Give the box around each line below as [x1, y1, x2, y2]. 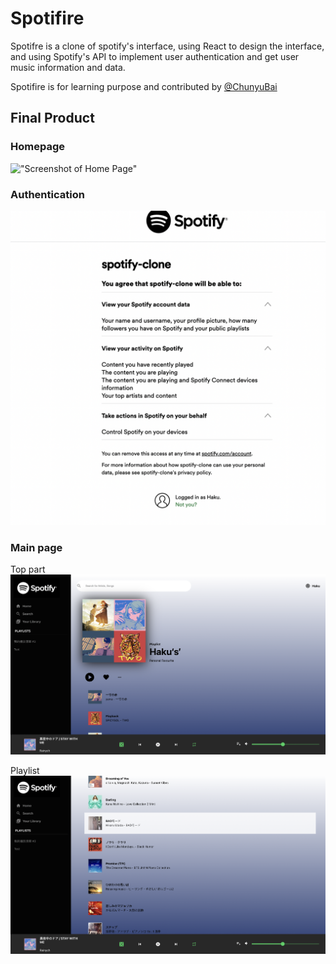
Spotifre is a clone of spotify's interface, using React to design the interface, [10, 40, 325, 52]
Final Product [10, 110, 95, 127]
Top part [10, 563, 46, 576]
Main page [10, 540, 63, 554]
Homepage [10, 140, 65, 154]
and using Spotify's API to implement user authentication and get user [10, 50, 300, 62]
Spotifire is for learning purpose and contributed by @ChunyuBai [10, 80, 278, 92]
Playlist [10, 765, 40, 777]
